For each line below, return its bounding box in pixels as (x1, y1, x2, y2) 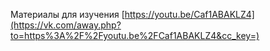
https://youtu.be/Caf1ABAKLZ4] (124, 9, 255, 20)
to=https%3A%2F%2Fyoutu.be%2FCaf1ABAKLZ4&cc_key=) (10, 30, 260, 41)
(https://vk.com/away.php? (10, 19, 122, 31)
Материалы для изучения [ (10, 9, 125, 20)
